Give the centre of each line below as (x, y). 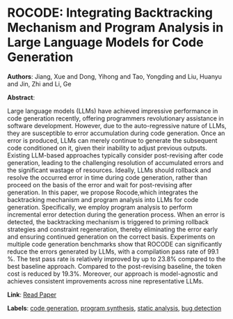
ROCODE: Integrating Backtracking (110, 13)
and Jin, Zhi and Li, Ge (39, 84)
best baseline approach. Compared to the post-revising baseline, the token (115, 266)
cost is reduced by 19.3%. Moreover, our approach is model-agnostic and (112, 274)
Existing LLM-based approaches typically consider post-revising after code (115, 155)
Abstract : (21, 97)
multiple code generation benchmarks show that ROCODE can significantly (115, 244)
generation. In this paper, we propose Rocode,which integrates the (103, 192)
